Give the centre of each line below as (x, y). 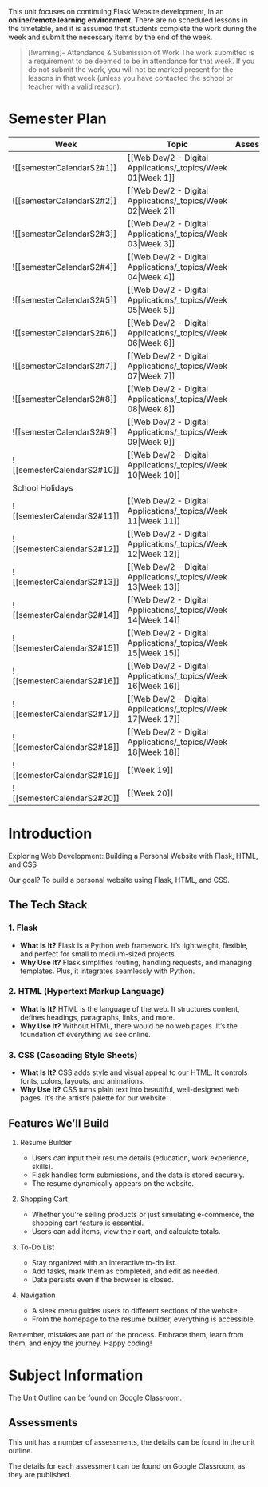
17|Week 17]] (154, 719)
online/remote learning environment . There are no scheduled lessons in (128, 20)
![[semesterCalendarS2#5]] (65, 299)
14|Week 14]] (154, 619)
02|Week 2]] (151, 210)
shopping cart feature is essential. (88, 1223)
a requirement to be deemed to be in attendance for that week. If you (141, 61)
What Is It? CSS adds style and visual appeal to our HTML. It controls (134, 1072)
